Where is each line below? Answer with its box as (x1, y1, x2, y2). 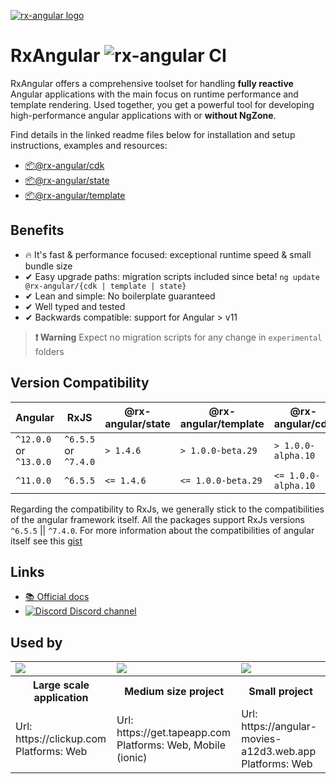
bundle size (24, 260, 73, 272)
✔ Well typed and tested (24, 300, 126, 312)
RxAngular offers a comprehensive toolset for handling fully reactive (10, 77, 294, 89)
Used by (10, 634, 63, 651)
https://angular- (241, 720, 318, 734)
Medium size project (124, 685, 225, 699)
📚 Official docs (24, 591, 90, 603)
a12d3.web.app (241, 745, 317, 759)
